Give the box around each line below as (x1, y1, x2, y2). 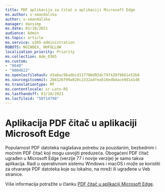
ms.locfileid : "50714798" (5, 96, 59, 101)
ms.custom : (5, 59, 28, 64)
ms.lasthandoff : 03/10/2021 (5, 91, 64, 96)
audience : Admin (5, 31, 39, 36)
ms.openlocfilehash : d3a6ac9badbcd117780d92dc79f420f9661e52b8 (5, 73, 140, 78)
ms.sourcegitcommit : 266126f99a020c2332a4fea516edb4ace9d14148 (5, 77, 140, 82)
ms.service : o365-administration (5, 40, 75, 45)
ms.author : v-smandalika (5, 12, 57, 17)
